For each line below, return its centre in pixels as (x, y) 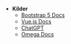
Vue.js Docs (36, 21)
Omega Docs (37, 34)
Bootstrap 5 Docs (43, 15)
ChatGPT (32, 28)
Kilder (20, 9)
